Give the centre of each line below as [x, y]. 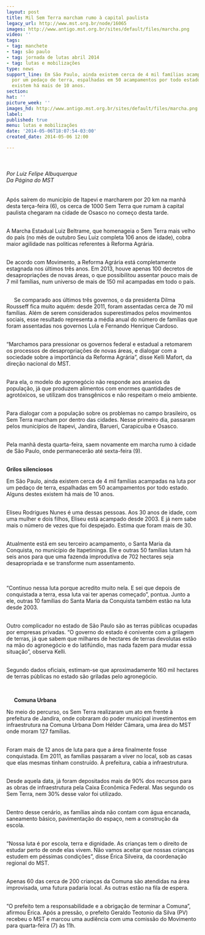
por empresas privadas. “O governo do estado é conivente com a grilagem [100, 632]
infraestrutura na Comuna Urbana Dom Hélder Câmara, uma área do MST [99, 724]
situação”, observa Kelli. [37, 651]
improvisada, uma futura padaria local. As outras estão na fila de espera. [98, 887]
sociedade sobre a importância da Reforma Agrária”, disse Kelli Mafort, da [99, 357]
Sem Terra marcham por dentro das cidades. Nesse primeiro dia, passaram [101, 419]
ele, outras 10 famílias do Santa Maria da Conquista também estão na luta [99, 601]
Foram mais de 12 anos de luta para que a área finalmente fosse [87, 749]
